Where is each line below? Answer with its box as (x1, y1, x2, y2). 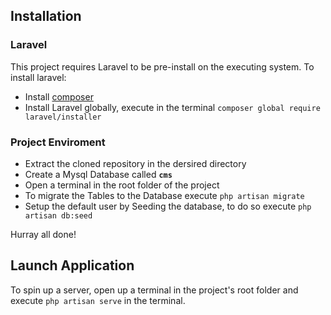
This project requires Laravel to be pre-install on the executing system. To (10, 60, 315, 73)
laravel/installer (24, 112, 102, 122)
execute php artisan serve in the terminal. (10, 294, 186, 306)
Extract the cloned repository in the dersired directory (24, 157, 247, 169)
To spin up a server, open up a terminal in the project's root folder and (10, 284, 299, 296)
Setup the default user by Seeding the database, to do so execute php (24, 200, 312, 212)
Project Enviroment (10, 135, 106, 149)
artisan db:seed (24, 210, 93, 221)
